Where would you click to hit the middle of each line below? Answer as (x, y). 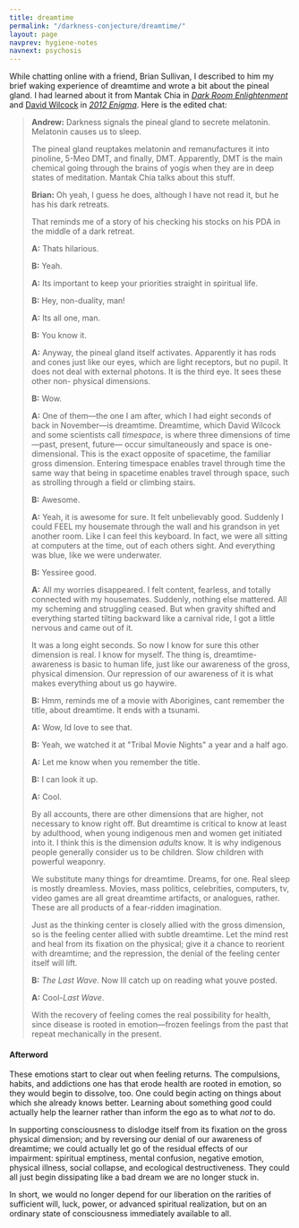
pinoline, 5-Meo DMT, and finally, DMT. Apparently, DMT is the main (157, 158)
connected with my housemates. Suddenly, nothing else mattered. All (159, 600)
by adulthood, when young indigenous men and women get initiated (157, 833)
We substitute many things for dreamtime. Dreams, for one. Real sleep (161, 879)
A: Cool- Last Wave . (68, 998)
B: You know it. (59, 336)
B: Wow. (47, 398)
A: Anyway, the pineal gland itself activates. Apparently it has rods (154, 353)
